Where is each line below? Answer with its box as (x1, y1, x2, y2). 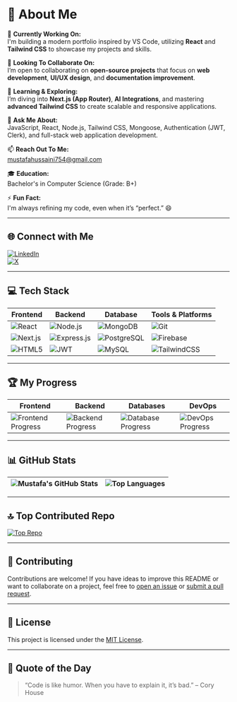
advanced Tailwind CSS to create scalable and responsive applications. (7, 102, 217, 110)
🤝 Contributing (7, 556, 73, 568)
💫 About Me (7, 6, 78, 23)
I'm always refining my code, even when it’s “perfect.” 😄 (7, 203, 172, 212)
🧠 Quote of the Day (7, 662, 92, 674)
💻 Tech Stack (7, 285, 70, 297)
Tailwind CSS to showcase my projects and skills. (7, 44, 152, 53)
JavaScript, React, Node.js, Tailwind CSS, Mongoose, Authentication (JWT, (7, 123, 226, 131)
